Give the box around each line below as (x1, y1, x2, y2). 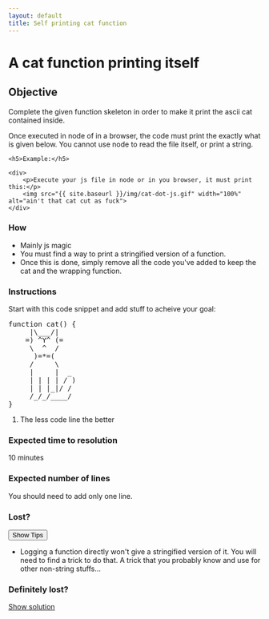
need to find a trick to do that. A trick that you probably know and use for (19, 555, 261, 565)
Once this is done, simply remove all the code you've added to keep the (19, 257, 257, 267)
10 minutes (8, 453, 44, 463)
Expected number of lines (8, 473, 110, 484)
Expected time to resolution (8, 435, 118, 446)
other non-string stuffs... (19, 564, 102, 573)
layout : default (8, 11, 62, 20)
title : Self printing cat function (8, 19, 127, 27)
